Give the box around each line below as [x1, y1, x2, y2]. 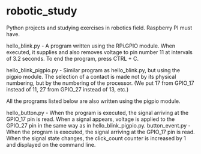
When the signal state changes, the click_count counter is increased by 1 [6, 134, 186, 142]
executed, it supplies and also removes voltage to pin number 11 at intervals [6, 48, 193, 55]
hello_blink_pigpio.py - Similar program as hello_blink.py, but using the [6, 66, 181, 73]
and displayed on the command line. [6, 141, 96, 148]
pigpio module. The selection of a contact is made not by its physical [6, 73, 176, 80]
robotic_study [6, 4, 77, 18]
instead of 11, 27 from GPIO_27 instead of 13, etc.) [6, 85, 129, 93]
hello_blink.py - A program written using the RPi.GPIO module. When [6, 42, 176, 49]
